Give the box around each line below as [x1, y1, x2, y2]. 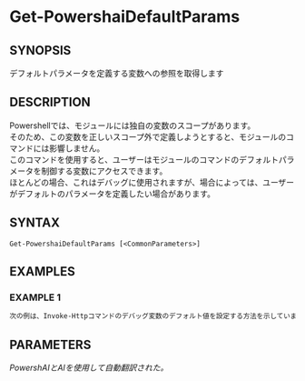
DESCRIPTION [9, 95, 91, 110]
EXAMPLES [9, 264, 75, 279]
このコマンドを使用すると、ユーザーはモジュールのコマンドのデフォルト [9, 154, 280, 165]
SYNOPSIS [9, 43, 72, 58]
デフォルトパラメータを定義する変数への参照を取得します [9, 68, 224, 78]
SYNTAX [9, 216, 61, 231]
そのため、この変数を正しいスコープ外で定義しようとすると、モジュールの [9, 131, 287, 142]
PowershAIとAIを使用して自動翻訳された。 [9, 362, 169, 373]
